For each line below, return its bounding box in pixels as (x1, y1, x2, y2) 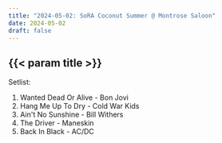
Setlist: (8, 77, 31, 87)
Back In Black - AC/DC (19, 127, 94, 137)
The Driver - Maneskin (19, 118, 94, 128)
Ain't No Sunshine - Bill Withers (19, 109, 124, 120)
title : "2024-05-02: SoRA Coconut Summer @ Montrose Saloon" (8, 11, 216, 20)
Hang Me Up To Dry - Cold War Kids (19, 101, 140, 111)
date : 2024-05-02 (8, 19, 66, 27)
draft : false (8, 26, 52, 34)
